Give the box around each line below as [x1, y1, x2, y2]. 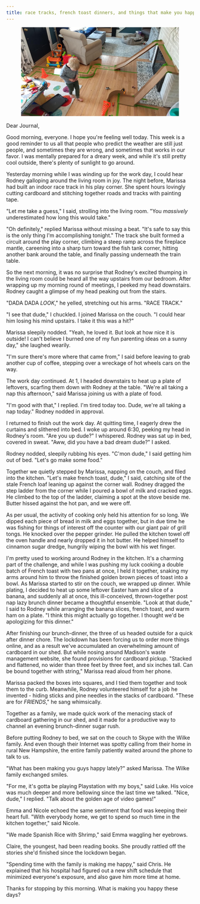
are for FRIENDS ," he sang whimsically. [6, 699, 102, 706]
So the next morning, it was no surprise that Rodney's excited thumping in [6, 269, 187, 276]
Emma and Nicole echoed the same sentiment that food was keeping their [6, 807, 187, 814]
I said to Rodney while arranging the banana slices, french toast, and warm [6, 605, 190, 613]
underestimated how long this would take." [6, 214, 111, 221]
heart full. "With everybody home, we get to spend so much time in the [6, 813, 180, 820]
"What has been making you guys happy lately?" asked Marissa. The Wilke [6, 765, 190, 772]
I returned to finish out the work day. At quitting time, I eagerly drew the [6, 420, 182, 427]
